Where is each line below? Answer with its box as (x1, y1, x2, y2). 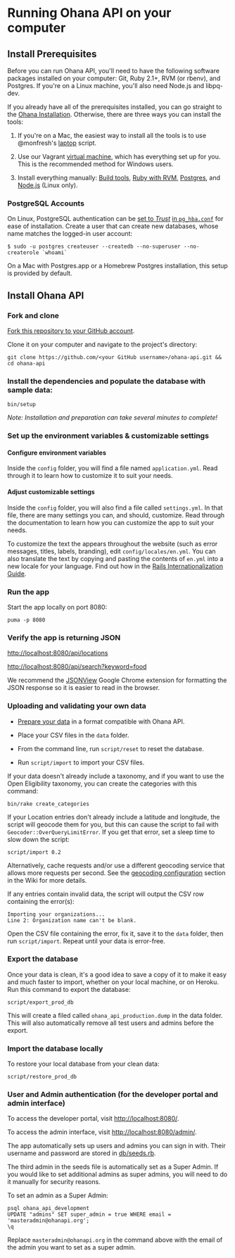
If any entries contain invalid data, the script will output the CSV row (7, 889, 204, 898)
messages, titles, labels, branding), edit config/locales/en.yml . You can (7, 547, 216, 555)
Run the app (7, 586, 49, 596)
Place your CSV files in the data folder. (17, 731, 129, 739)
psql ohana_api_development (7, 1205, 90, 1212)
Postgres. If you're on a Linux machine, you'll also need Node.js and (7, 82, 205, 89)
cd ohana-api (7, 360, 46, 367)
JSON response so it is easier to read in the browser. (7, 684, 160, 692)
